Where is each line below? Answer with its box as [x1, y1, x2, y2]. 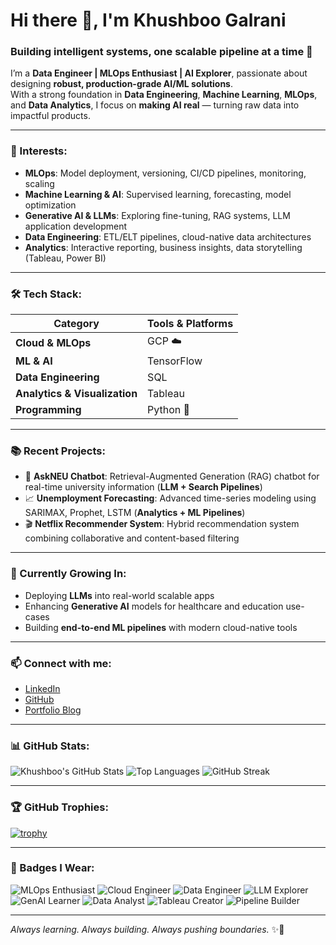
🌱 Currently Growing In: [10, 567, 127, 581]
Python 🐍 [147, 403, 191, 417]
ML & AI [15, 354, 53, 368]
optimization [24, 199, 77, 211]
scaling [24, 177, 55, 189]
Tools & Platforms [147, 317, 234, 331]
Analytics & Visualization [15, 387, 138, 401]
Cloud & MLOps [15, 335, 92, 349]
